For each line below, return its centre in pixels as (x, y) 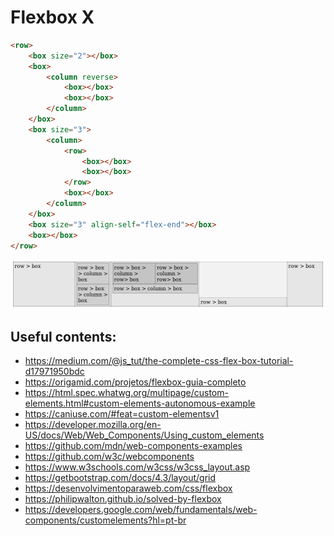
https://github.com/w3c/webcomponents (109, 456)
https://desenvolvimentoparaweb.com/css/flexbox (128, 488)
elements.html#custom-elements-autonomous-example (140, 403)
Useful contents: (63, 336)
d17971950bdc (54, 371)
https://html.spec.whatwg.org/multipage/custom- (126, 392)
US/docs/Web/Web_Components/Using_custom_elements (144, 435)
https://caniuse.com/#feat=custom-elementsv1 (122, 413)
